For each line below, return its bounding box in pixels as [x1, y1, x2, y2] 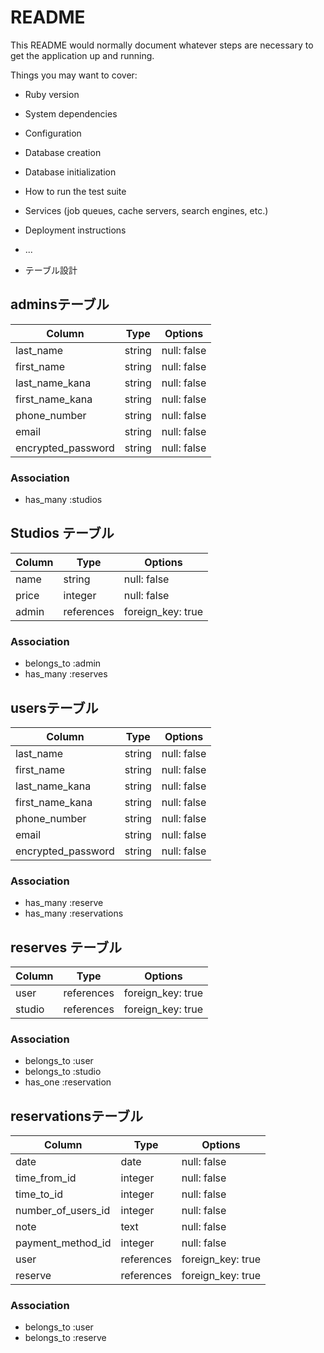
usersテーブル [10, 699, 99, 716]
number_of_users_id [15, 1204, 111, 1218]
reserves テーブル [10, 939, 122, 956]
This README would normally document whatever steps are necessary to [10, 39, 314, 51]
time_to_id [15, 1187, 63, 1201]
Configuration [24, 127, 82, 139]
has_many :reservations [24, 907, 124, 920]
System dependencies [24, 107, 118, 120]
